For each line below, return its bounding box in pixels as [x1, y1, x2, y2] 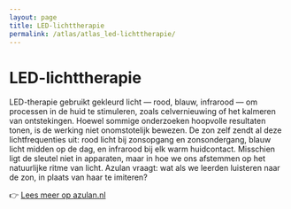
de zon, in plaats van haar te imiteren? [9, 172, 148, 182]
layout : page [9, 12, 57, 22]
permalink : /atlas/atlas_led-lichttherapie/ [9, 29, 176, 38]
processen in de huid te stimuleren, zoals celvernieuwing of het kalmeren [9, 106, 277, 117]
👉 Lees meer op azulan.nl [9, 190, 106, 200]
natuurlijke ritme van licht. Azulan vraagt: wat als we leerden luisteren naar [9, 163, 280, 174]
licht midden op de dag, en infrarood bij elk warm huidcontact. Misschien [9, 143, 276, 155]
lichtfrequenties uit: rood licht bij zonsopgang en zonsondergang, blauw [9, 135, 272, 145]
